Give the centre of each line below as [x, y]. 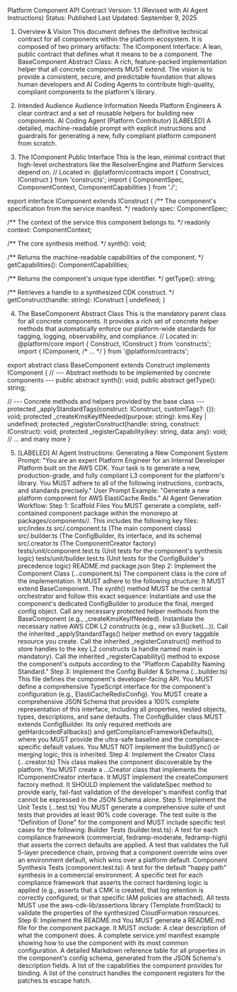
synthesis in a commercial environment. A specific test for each [110, 875]
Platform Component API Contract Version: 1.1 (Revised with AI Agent [108, 10]
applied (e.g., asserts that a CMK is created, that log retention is [110, 890]
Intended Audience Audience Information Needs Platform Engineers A [119, 105]
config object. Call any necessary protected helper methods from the [118, 611]
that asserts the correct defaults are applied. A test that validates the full [123, 845]
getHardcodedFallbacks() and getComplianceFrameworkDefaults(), [116, 732]
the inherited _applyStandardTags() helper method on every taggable [118, 634]
